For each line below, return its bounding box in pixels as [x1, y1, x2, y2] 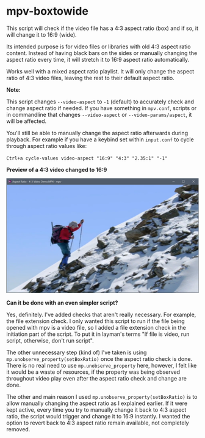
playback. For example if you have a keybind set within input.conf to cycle [6, 136, 194, 143]
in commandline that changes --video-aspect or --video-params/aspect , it [6, 111, 192, 118]
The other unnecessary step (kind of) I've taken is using [6, 349, 147, 356]
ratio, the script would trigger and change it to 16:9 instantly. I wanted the [6, 413, 190, 420]
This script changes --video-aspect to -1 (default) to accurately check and [6, 98, 194, 105]
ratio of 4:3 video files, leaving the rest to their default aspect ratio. [6, 74, 175, 81]
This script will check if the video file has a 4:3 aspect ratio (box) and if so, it [6, 24, 198, 32]
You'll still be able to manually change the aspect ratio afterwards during [6, 129, 188, 136]
